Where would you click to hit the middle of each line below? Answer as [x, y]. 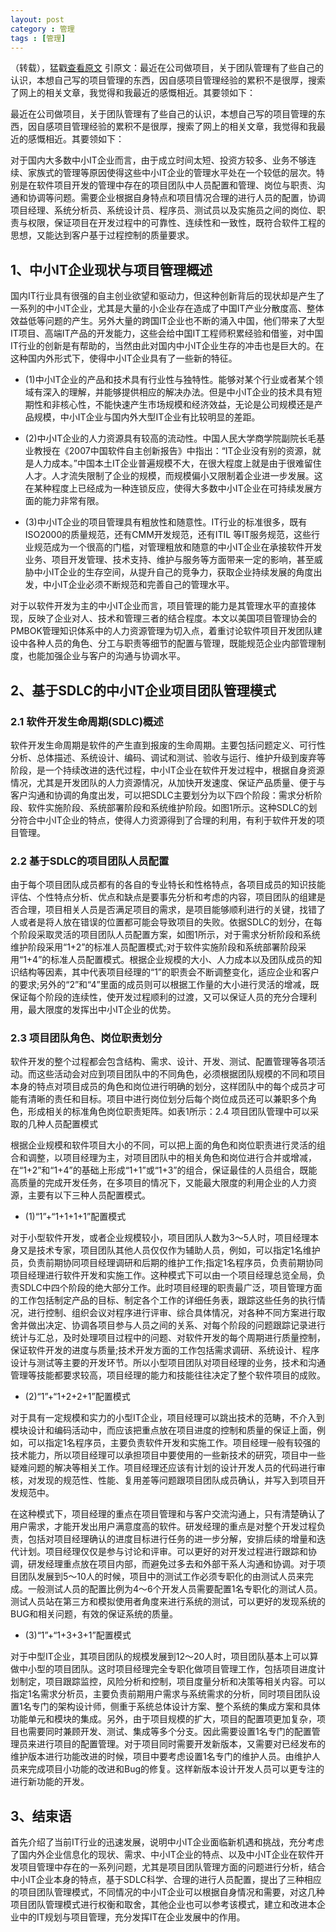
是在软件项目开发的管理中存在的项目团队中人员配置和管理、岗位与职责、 [167, 185]
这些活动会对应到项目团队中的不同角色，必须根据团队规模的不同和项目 [181, 1074]
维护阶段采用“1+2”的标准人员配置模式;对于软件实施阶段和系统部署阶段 [154, 947]
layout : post [37, 19]
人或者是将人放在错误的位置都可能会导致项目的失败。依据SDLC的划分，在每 [166, 922]
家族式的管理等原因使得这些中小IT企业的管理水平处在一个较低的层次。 [172, 173]
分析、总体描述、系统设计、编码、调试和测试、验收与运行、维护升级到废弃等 [168, 757]
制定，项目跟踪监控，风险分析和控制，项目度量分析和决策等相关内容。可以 [172, 1682]
